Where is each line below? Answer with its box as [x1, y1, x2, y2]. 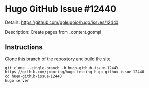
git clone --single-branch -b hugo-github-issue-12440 [5, 65, 118, 70]
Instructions [5, 43, 43, 52]
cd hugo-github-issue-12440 [5, 74, 62, 79]
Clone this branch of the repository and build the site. [5, 56, 112, 62]
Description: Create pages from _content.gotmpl [5, 29, 102, 35]
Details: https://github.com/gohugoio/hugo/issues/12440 [5, 19, 119, 25]
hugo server [5, 78, 29, 83]
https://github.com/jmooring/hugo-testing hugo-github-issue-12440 [5, 70, 145, 74]
